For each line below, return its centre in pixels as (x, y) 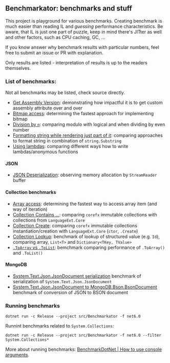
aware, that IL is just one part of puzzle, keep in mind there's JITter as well (84, 32)
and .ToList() (28, 253)
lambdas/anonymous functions (45, 152)
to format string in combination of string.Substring (67, 141)
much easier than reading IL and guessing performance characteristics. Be (84, 26)
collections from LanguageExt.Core (49, 220)
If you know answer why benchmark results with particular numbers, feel (82, 47)
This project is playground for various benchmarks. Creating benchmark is (84, 21)
